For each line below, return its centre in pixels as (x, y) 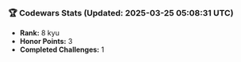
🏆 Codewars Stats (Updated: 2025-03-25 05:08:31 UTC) (121, 13)
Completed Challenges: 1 (62, 49)
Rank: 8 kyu (39, 33)
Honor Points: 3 (46, 42)
